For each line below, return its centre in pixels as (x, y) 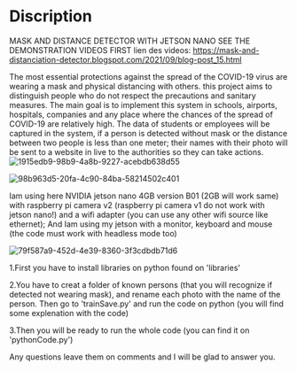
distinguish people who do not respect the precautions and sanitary (133, 96)
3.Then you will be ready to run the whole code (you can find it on (129, 330)
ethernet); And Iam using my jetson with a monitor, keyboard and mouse (141, 224)
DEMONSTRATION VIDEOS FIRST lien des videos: (100, 50)
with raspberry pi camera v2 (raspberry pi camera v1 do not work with (137, 205)
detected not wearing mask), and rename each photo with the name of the (145, 294)
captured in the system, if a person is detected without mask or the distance (148, 133)
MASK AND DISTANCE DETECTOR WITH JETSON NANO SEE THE (130, 41)
